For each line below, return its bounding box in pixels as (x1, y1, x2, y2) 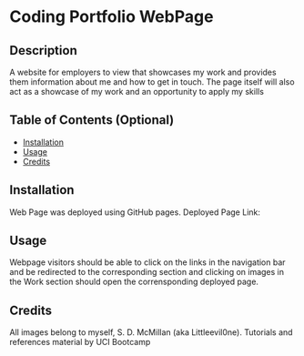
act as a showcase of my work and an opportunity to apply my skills (9, 86, 264, 97)
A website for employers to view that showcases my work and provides (9, 66, 277, 77)
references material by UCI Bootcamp (9, 337, 151, 348)
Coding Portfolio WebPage (9, 6, 214, 27)
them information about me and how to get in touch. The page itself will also (9, 76, 295, 87)
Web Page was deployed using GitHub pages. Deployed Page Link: (9, 207, 261, 218)
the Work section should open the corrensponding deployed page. (9, 276, 259, 288)
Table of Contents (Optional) (9, 112, 175, 128)
